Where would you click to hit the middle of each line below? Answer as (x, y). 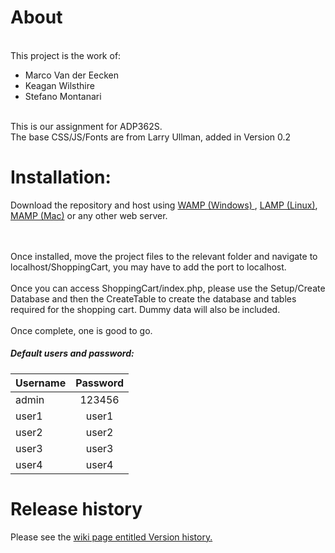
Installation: (61, 177)
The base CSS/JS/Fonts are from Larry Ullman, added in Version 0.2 (151, 137)
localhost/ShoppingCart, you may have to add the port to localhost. (148, 267)
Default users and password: (72, 353)
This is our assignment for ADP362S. (86, 126)
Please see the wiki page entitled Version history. (111, 537)
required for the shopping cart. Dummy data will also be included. (145, 309)
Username (41, 383)
